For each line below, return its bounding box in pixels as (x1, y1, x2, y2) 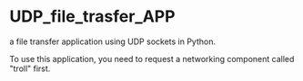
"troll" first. (9, 63, 51, 74)
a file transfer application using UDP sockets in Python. (9, 36, 217, 47)
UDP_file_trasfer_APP (9, 6, 176, 27)
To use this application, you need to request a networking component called (9, 53, 295, 64)
